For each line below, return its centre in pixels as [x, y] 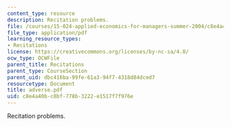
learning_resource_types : [44, 39]
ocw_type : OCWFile [33, 58]
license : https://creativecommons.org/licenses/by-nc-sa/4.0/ [98, 52]
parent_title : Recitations [46, 65]
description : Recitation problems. [58, 20]
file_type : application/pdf [47, 33]
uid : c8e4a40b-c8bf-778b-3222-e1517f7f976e [70, 97]
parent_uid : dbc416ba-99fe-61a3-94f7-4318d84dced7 [81, 77]
